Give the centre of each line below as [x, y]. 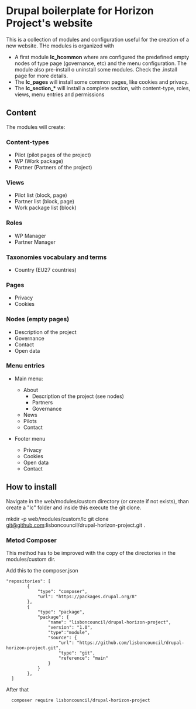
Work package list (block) [46, 208]
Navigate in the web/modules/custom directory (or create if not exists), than [97, 501]
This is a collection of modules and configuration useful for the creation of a [97, 39]
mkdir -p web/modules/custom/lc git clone [58, 519]
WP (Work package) [39, 161]
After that [18, 689]
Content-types [27, 142]
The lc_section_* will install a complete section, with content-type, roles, [102, 88]
